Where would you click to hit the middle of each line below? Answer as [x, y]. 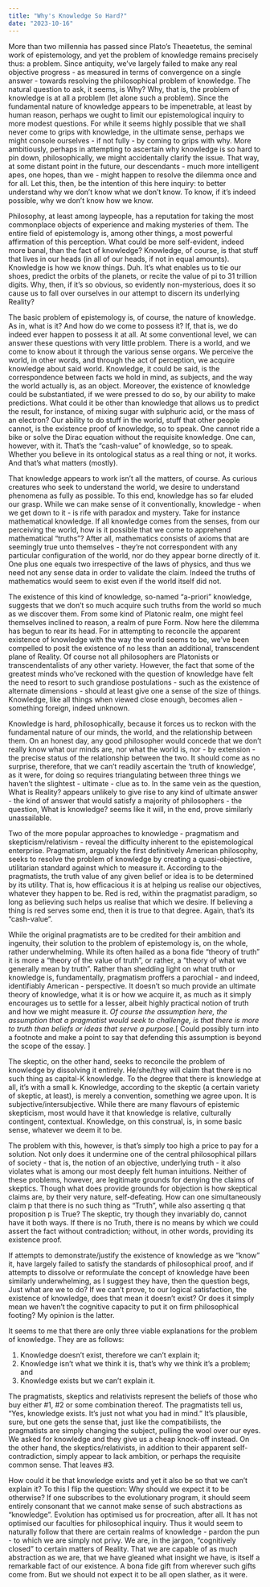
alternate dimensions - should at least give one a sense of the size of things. [135, 690]
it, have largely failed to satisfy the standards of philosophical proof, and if [131, 1264]
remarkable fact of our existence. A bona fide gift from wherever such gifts [132, 1566]
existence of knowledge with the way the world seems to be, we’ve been [129, 639]
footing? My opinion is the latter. [61, 1315]
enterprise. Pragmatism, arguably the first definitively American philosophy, [133, 850]
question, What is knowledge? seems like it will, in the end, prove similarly [131, 809]
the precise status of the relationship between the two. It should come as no [134, 757]
